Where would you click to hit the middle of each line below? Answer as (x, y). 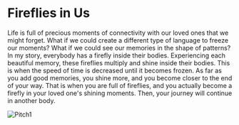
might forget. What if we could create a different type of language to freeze (118, 40)
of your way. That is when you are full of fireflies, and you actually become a (120, 85)
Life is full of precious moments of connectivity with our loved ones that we (118, 33)
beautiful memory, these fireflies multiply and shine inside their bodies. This (119, 62)
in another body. (31, 100)
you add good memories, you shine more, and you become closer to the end (120, 78)
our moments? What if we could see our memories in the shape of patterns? (119, 48)
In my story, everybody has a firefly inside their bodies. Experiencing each (117, 55)
